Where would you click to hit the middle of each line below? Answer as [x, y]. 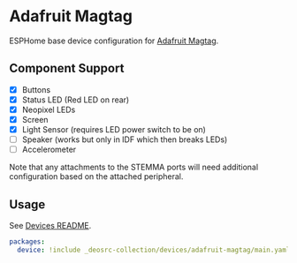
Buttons [36, 89]
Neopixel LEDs [49, 109]
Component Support [67, 68]
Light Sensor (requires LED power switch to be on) [114, 129]
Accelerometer [49, 150]
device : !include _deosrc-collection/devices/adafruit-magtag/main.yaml [154, 250]
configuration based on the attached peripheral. [96, 177]
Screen [35, 119]
